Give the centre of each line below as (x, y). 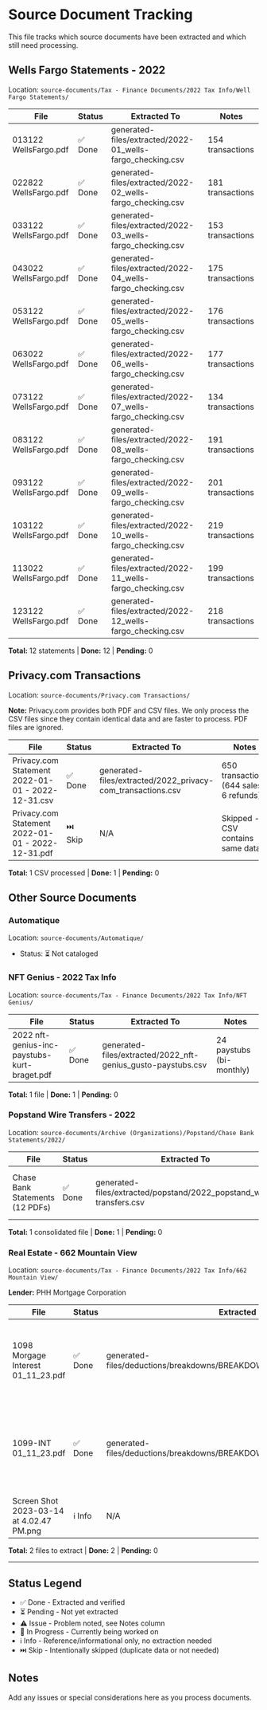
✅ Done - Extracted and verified (72, 1602)
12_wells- (130, 621)
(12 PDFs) (32, 1207)
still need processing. (43, 45)
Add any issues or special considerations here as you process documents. (130, 1697)
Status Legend (45, 1583)
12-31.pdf (33, 853)
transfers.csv (120, 1202)
